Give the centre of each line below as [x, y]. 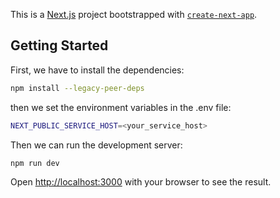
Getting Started [59, 45]
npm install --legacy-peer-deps [77, 88]
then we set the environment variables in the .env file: [121, 107]
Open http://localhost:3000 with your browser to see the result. [141, 182]
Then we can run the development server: [96, 145]
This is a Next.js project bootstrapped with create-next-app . [134, 14]
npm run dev [35, 163]
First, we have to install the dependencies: [97, 70]
